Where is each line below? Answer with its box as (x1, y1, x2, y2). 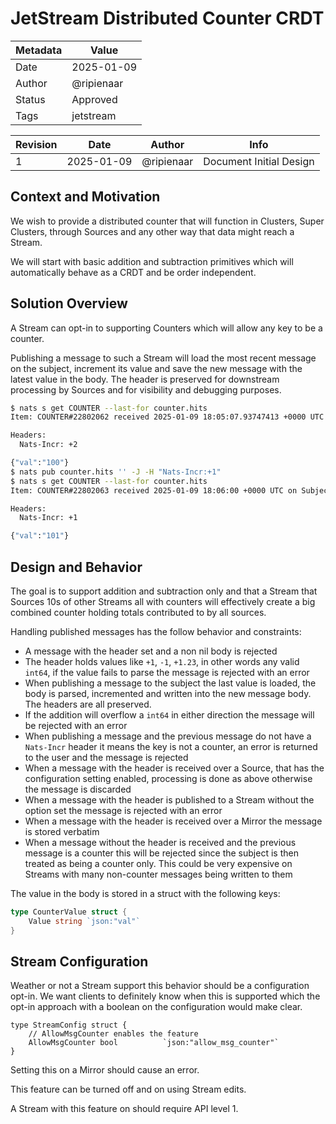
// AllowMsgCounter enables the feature (28, 1029, 199, 1039)
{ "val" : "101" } (10, 531, 70, 541)
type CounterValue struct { (10, 907, 128, 917)
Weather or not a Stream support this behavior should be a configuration (10, 980, 310, 992)
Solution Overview (10, 295, 128, 312)
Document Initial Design (203, 154, 315, 168)
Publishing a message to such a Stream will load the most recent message (10, 352, 317, 364)
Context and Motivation (10, 188, 161, 206)
